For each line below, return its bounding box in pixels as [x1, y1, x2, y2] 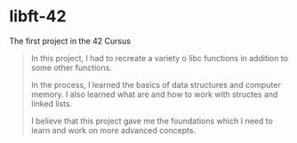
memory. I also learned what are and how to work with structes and [30, 89, 278, 99]
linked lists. [30, 98, 73, 108]
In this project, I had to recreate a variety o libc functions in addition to [30, 52, 289, 63]
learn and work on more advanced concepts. [30, 124, 197, 135]
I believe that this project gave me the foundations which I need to [30, 115, 273, 126]
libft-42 [9, 6, 67, 27]
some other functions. [30, 62, 113, 73]
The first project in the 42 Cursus [9, 36, 132, 46]
